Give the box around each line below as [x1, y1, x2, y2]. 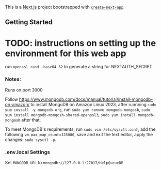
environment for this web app [5, 48, 127, 59]
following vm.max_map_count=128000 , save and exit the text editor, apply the [5, 131, 153, 137]
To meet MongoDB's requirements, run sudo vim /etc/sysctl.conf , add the [5, 126, 156, 132]
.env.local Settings [5, 149, 50, 155]
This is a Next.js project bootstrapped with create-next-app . [5, 4, 125, 10]
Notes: [5, 76, 21, 83]
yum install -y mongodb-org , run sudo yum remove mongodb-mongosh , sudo [5, 107, 150, 112]
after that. [21, 117, 41, 123]
